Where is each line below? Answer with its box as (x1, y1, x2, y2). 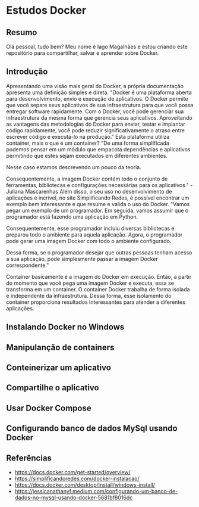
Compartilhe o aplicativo (6, 382, 99, 393)
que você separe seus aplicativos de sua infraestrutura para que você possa (6, 101, 194, 108)
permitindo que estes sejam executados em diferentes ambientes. (6, 152, 168, 159)
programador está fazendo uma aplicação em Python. (6, 213, 138, 220)
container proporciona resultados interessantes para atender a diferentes (6, 298, 186, 306)
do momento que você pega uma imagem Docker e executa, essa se (6, 279, 174, 287)
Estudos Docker (6, 4, 87, 17)
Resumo (6, 27, 37, 38)
